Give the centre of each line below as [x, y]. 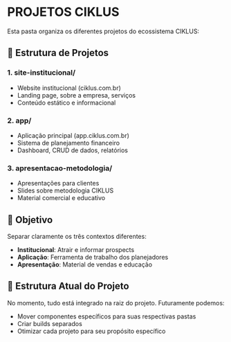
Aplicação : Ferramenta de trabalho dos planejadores [93, 258]
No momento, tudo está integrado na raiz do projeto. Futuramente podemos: [116, 303]
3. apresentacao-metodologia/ [60, 168]
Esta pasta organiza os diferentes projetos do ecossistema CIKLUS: [103, 31]
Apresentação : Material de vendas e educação [85, 264]
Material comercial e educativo [61, 198]
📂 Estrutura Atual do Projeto [68, 286]
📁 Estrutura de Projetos [58, 53]
